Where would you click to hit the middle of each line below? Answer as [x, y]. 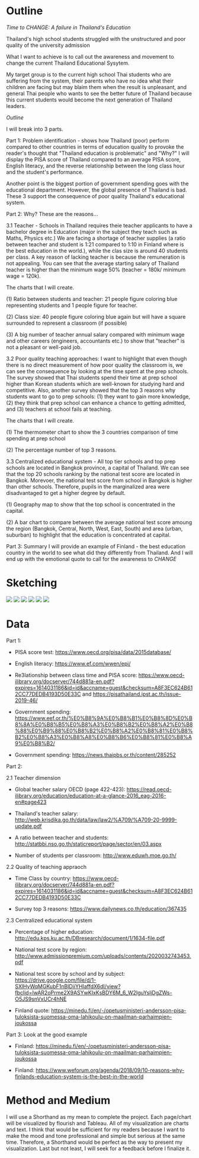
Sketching [32, 583]
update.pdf [28, 826]
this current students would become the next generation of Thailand [89, 100]
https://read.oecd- [149, 789]
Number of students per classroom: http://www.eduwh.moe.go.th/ [95, 855]
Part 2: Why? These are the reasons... [52, 214]
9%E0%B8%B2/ [35, 743]
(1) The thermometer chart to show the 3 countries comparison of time [92, 432]
